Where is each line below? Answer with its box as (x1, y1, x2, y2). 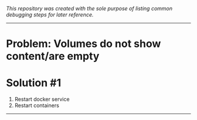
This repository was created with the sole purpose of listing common (6, 5, 173, 12)
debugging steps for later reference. (6, 11, 94, 18)
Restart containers (14, 102, 60, 109)
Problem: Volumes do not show (6, 37, 161, 50)
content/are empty (6, 50, 100, 63)
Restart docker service (14, 96, 70, 103)
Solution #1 (6, 76, 62, 90)
